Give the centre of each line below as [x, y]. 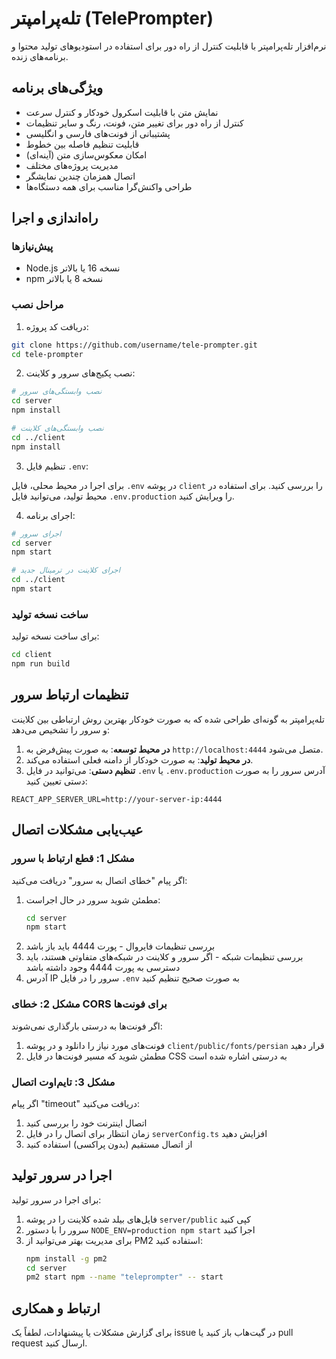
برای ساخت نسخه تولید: [55, 636]
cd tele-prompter [47, 354]
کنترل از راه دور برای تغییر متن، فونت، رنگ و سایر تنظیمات [134, 123]
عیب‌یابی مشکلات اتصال [77, 830]
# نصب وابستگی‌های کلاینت [57, 428]
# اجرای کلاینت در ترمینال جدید [66, 570]
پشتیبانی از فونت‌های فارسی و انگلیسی [98, 133]
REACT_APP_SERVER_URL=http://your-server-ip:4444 [117, 799]
